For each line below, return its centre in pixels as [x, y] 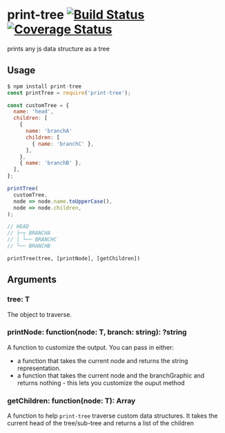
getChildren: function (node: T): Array [71, 400]
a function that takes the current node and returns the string [102, 360]
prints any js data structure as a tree [59, 48]
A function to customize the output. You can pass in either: [91, 347]
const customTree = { [38, 105]
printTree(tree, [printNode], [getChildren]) [74, 258]
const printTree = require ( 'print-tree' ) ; [69, 93]
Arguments [32, 280]
